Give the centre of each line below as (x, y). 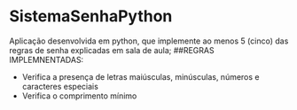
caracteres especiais (60, 86)
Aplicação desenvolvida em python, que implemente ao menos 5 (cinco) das (149, 41)
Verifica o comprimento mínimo (79, 96)
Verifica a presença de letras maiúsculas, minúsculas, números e (141, 76)
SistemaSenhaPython (91, 16)
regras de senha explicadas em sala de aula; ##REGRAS (112, 50)
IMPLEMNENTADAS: (47, 59)
